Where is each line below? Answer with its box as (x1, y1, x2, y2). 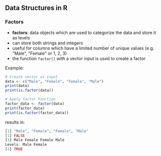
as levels (12, 35, 30, 40)
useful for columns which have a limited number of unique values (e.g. (12, 45, 154, 51)
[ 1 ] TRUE (5, 147, 23, 152)
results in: (5, 119, 25, 125)
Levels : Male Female (5, 142, 47, 147)
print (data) (5, 83, 29, 88)
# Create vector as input (5, 74, 58, 79)
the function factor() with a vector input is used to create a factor (12, 56, 146, 61)
